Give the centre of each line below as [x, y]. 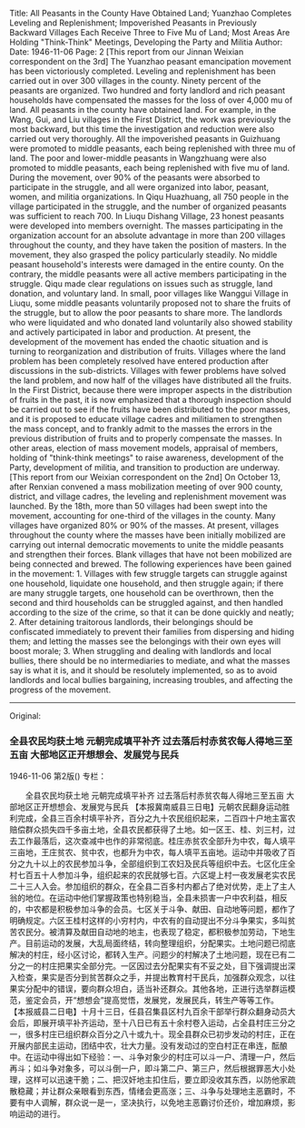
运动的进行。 [41, 1114]
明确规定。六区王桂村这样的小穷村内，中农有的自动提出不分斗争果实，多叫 [148, 921]
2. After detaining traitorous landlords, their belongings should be [132, 622]
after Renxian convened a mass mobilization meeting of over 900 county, [146, 487]
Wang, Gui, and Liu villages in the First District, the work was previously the [150, 119]
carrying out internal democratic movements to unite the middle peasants [147, 544]
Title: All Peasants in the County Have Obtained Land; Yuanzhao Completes [151, 13]
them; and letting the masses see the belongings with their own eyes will [145, 641]
